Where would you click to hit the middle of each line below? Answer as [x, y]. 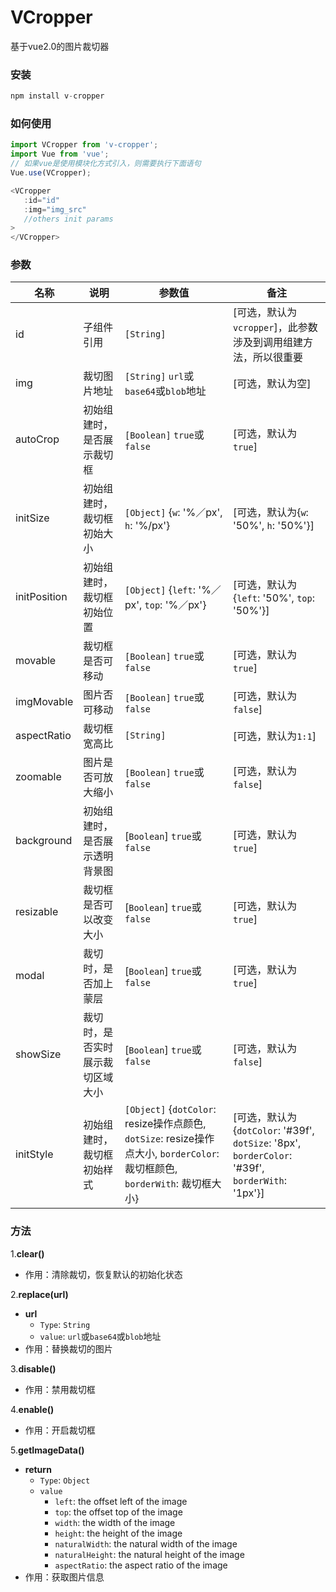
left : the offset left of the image [121, 1501]
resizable [37, 912]
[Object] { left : [160, 590]
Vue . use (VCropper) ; [51, 173]
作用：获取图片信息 [64, 1577]
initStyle [34, 1154]
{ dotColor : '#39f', [273, 1131]
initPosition [41, 597]
